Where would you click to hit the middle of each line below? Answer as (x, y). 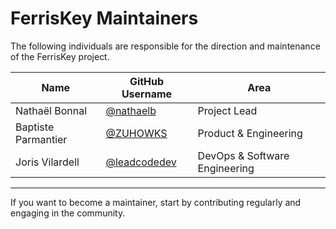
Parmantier (41, 139)
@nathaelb (131, 110)
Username (147, 94)
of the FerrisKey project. (60, 56)
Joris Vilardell (47, 162)
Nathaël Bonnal (51, 110)
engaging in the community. (68, 213)
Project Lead (227, 110)
